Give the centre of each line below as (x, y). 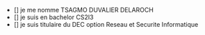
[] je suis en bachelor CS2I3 (54, 17)
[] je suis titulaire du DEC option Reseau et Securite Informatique (106, 24)
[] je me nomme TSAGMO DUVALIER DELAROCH (84, 10)
